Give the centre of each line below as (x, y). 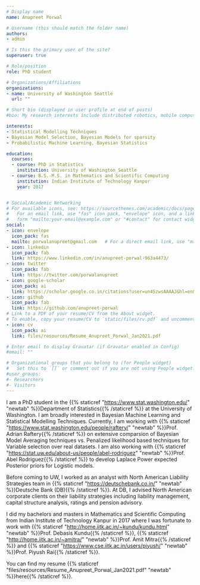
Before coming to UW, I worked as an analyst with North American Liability (97, 477)
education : (20, 154)
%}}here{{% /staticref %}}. (39, 576)
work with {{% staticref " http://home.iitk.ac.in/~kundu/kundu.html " (88, 527)
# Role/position (26, 66)
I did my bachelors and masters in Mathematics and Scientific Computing (96, 514)
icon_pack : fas (30, 236)
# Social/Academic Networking (44, 203)
